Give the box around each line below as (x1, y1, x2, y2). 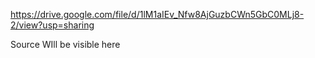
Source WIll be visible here (10, 39, 121, 50)
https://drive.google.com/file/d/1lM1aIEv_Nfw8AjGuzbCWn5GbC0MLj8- (10, 9, 305, 20)
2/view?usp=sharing (10, 19, 95, 31)
